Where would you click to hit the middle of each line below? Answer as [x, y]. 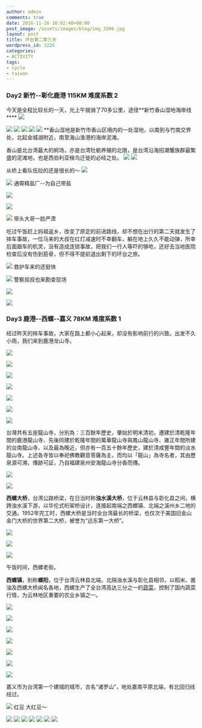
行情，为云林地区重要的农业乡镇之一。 [54, 595]
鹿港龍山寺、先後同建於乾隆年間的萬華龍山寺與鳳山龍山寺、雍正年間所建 [106, 440]
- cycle [16, 68]
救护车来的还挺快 [35, 267]
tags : [13, 62]
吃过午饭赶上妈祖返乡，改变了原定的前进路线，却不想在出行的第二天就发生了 [101, 231]
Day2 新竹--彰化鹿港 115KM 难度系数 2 [62, 96]
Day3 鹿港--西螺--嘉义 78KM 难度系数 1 [64, 319]
